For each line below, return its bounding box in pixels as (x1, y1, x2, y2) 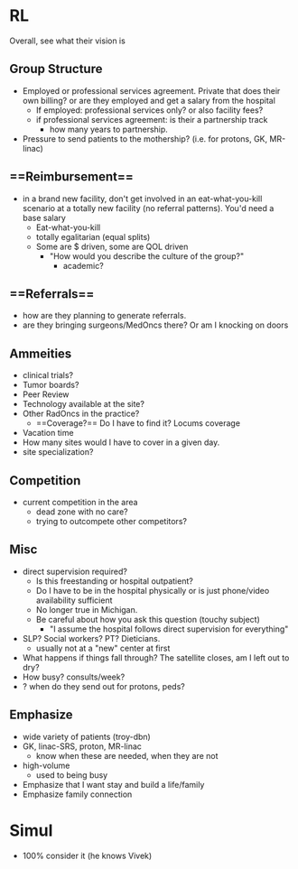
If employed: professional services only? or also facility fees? (35, 105, 264, 116)
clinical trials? (22, 370, 74, 381)
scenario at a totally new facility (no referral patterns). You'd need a (22, 202, 275, 213)
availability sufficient (35, 595, 113, 606)
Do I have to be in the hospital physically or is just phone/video (35, 585, 270, 596)
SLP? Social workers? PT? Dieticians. (22, 633, 161, 643)
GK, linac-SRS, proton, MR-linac (22, 741, 143, 752)
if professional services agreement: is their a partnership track (35, 114, 268, 125)
